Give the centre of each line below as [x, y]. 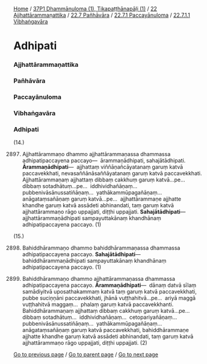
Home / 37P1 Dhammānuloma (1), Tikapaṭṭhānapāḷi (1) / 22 [85, 9]
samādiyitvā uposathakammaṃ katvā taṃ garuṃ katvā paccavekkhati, [109, 292]
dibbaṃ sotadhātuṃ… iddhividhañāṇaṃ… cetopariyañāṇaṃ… [100, 317]
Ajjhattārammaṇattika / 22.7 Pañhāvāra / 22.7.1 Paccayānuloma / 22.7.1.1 [102, 15]
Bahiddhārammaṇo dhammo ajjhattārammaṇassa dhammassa [99, 279]
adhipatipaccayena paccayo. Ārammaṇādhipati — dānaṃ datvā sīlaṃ [109, 285]
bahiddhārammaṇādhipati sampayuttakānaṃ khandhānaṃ [94, 261]
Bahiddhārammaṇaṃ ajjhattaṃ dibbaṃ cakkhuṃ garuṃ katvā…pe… [106, 311]
